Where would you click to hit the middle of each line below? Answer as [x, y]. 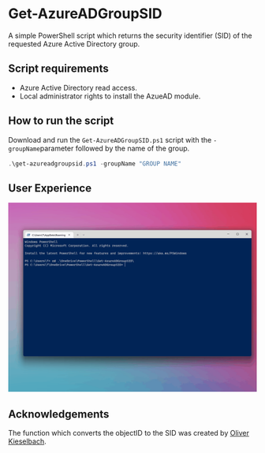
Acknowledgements [59, 414]
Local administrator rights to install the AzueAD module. [110, 96]
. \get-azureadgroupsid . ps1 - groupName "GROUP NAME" [95, 163]
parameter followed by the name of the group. [115, 148]
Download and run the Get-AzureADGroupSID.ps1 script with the [110, 139]
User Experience [50, 188]
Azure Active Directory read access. [78, 87]
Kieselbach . [28, 441]
